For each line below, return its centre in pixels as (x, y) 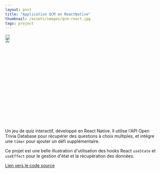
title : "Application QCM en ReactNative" (48, 14)
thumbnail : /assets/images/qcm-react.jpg (48, 19)
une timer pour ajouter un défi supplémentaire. (52, 141)
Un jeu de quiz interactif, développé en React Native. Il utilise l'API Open (78, 131)
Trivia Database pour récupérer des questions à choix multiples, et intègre (80, 136)
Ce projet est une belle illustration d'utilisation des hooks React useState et (80, 151)
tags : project (20, 23)
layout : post (18, 10)
